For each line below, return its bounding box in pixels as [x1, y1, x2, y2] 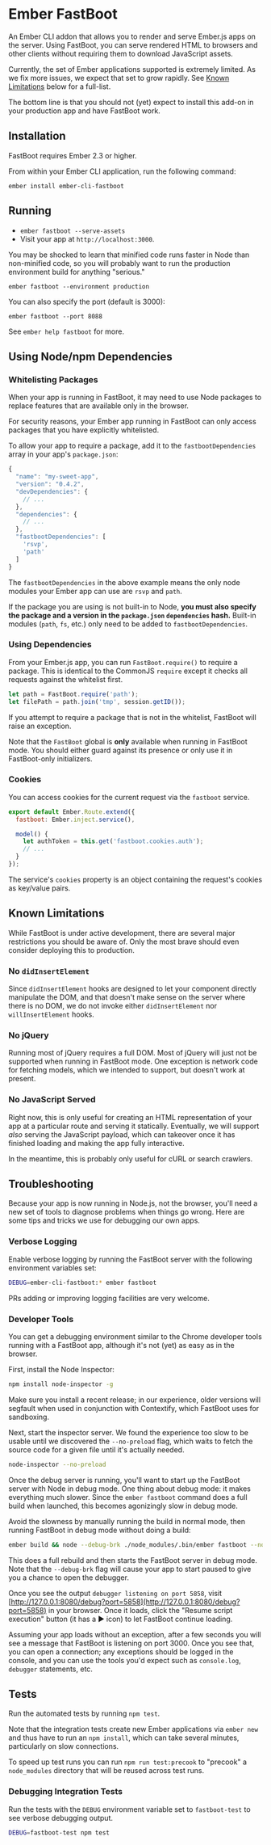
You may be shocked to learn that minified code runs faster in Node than [8, 250, 250, 259]
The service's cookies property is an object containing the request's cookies [8, 874, 263, 884]
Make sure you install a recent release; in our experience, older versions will [8, 1395, 261, 1405]
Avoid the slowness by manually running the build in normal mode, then [8, 1516, 246, 1526]
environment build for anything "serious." [8, 267, 145, 276]
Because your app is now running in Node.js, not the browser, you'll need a [8, 1198, 258, 1208]
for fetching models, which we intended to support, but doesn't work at [8, 1065, 245, 1075]
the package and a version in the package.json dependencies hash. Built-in [8, 610, 256, 620]
